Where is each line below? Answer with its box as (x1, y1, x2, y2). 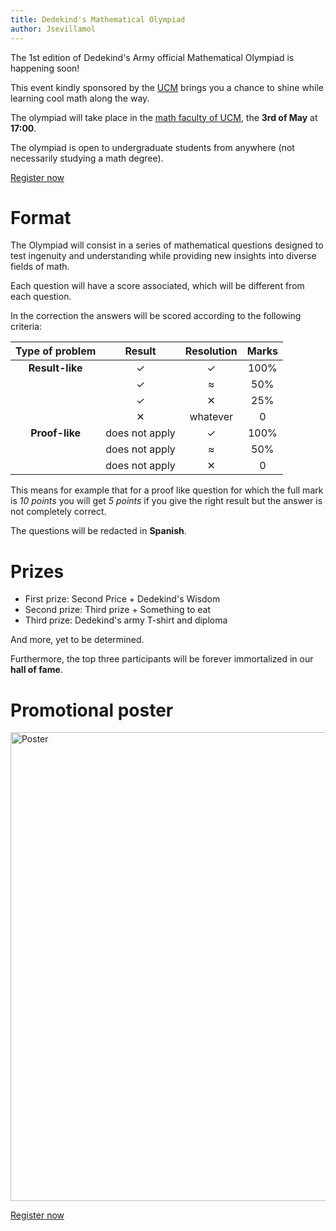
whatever (189, 410, 234, 424)
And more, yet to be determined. (10, 634, 145, 646)
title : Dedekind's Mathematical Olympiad (10, 14, 186, 25)
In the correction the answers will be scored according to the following (10, 310, 302, 322)
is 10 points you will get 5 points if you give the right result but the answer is (10, 495, 323, 507)
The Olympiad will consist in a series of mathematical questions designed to (10, 239, 324, 251)
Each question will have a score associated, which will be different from (10, 280, 305, 292)
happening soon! (10, 62, 80, 74)
